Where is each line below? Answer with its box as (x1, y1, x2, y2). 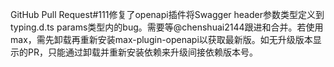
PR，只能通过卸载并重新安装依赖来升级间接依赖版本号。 (27, 46, 258, 58)
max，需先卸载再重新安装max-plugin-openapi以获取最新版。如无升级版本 (10, 34, 313, 45)
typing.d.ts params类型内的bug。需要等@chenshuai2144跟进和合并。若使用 (10, 21, 324, 33)
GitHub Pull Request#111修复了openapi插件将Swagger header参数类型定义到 (10, 9, 325, 20)
